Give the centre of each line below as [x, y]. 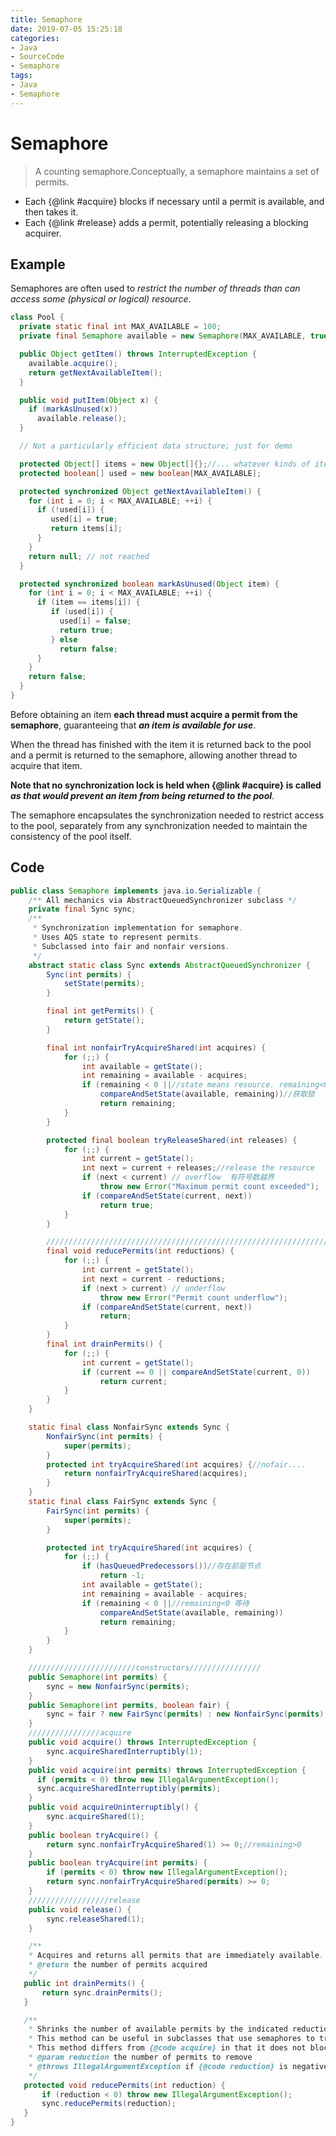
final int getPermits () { [100, 1011]
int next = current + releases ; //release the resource [198, 1168]
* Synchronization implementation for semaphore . [138, 928]
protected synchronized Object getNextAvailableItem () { [140, 491]
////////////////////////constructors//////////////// [145, 1668]
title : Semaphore [46, 19]
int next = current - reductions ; [153, 1279]
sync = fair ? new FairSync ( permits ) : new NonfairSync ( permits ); [187, 1714]
